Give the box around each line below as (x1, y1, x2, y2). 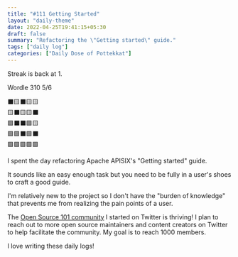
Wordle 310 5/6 (7, 83, 52, 92)
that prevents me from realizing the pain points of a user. (7, 199, 173, 207)
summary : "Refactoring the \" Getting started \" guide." (7, 37, 176, 44)
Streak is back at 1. (7, 69, 63, 78)
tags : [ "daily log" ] (7, 43, 69, 50)
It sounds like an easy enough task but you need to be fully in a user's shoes (7, 170, 232, 178)
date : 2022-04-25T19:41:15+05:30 (7, 23, 107, 31)
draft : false (7, 30, 46, 38)
